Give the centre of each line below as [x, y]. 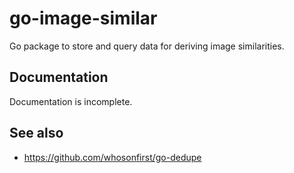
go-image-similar [83, 18]
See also [36, 133]
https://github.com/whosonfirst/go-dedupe [112, 157]
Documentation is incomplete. [71, 101]
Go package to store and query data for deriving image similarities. [147, 46]
